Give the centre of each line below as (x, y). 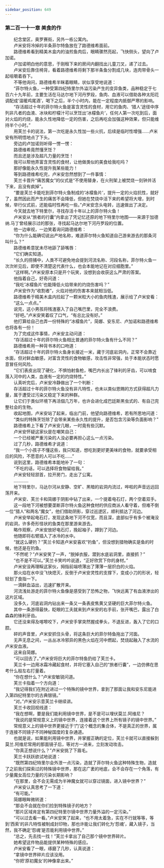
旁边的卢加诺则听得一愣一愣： (43, 143)
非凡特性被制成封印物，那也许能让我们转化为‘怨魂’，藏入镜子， (87, 824)
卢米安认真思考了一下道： (39, 787)
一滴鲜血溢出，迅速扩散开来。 (43, 585)
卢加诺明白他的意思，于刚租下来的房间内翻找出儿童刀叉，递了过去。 (82, 64)
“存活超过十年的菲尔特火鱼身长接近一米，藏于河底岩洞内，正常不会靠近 (85, 352)
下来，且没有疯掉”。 (25, 186)
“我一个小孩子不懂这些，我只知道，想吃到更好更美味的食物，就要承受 (83, 450)
